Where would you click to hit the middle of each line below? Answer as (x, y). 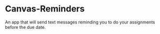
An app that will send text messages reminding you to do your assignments (80, 22)
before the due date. (25, 27)
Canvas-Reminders (45, 9)
